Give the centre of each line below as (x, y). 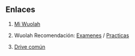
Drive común (29, 47)
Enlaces (21, 10)
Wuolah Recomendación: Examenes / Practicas (71, 35)
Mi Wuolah (27, 24)
